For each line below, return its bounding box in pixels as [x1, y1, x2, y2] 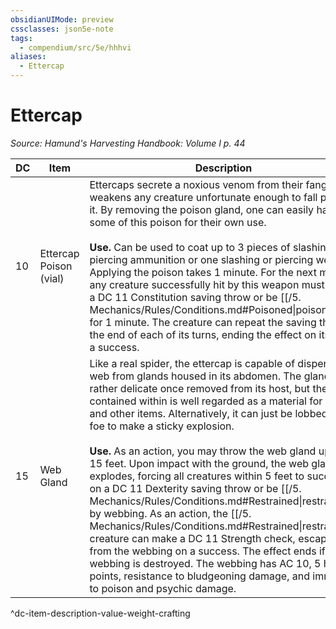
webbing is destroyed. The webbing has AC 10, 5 [89, 556, 322, 570]
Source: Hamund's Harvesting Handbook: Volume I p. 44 [10, 137, 246, 149]
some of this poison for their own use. [89, 215, 267, 229]
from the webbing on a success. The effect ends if [89, 544, 326, 558]
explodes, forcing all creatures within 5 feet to [89, 469, 305, 483]
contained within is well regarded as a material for [89, 394, 323, 408]
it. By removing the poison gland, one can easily [89, 202, 315, 216]
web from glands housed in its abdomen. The [89, 369, 302, 383]
